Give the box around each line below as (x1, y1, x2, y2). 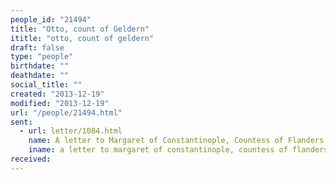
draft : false (10, 42, 65, 53)
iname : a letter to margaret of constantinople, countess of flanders (28, 145, 329, 155)
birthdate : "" (10, 61, 70, 71)
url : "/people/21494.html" (10, 107, 123, 118)
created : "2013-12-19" (10, 89, 105, 99)
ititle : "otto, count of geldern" (10, 33, 155, 43)
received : (10, 154, 52, 164)
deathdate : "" (10, 71, 70, 81)
